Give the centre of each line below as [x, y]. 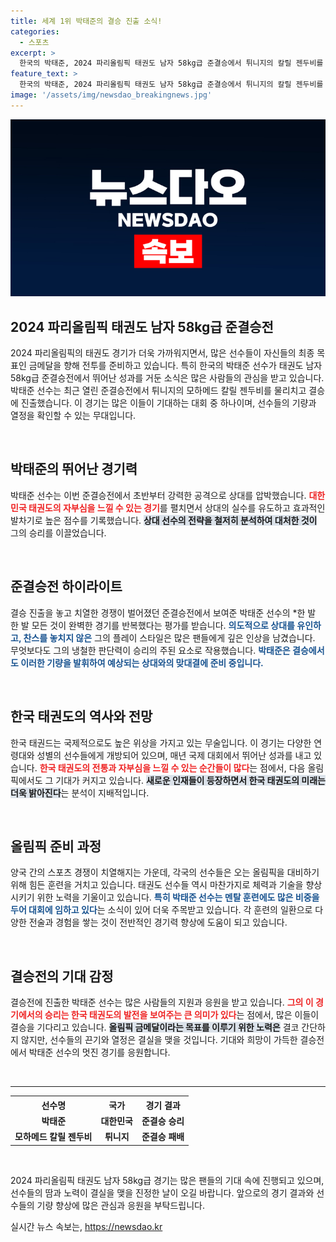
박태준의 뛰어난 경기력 [74, 469]
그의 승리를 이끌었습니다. [58, 532]
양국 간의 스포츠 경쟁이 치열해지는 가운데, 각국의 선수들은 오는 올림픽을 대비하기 [165, 872]
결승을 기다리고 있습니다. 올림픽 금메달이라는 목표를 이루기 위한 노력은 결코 [155, 1027]
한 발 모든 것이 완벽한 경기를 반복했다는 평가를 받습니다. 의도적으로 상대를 [152, 625]
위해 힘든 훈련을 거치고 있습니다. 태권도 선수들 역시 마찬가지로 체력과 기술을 [157, 885]
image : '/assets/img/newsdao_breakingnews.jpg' [111, 95]
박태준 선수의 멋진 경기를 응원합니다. [99, 1052]
